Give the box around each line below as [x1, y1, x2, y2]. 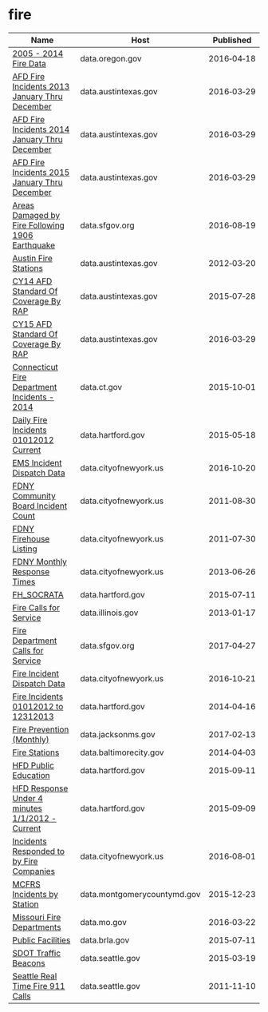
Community [12, 490, 56, 501]
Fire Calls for [12, 601, 60, 613]
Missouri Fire [12, 911, 61, 923]
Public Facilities [12, 935, 71, 946]
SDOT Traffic [12, 947, 61, 958]
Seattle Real [12, 970, 57, 982]
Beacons [12, 957, 45, 968]
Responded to [12, 845, 65, 856]
